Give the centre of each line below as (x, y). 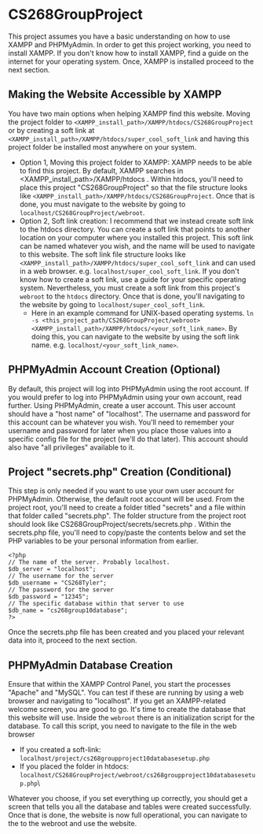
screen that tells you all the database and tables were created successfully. (130, 807)
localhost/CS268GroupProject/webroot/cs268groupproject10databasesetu (137, 776)
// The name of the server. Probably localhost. (89, 562)
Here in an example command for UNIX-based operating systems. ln (142, 313)
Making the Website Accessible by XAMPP (115, 95)
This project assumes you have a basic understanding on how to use (119, 36)
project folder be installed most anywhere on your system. (102, 146)
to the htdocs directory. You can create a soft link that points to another (135, 229)
